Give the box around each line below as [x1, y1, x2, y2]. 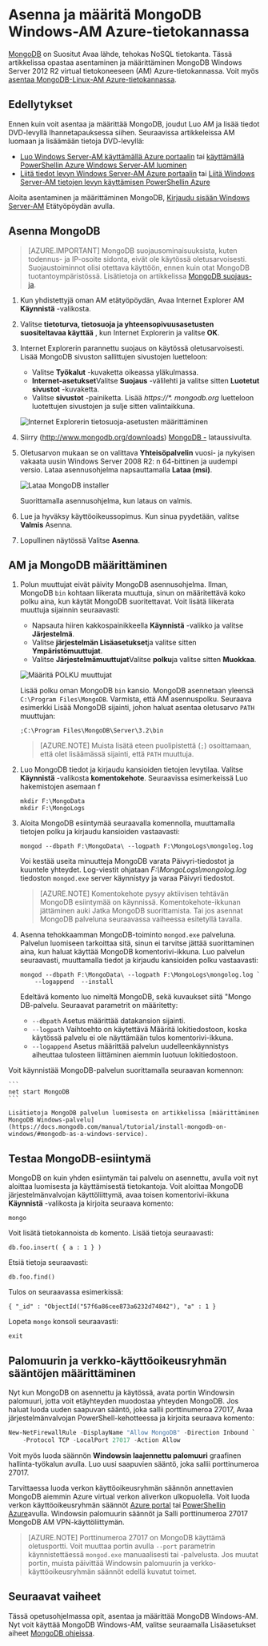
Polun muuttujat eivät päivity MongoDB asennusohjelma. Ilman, [19, 580, 228, 589]
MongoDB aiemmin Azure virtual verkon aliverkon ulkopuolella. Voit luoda [8, 1491, 250, 1501]
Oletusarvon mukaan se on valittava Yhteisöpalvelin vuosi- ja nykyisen [19, 448, 255, 457]
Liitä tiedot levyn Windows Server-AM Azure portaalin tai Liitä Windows [19, 168, 255, 178]
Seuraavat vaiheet [8, 1590, 102, 1604]
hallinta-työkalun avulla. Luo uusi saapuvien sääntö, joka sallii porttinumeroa [8, 1459, 260, 1468]
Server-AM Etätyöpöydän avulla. [8, 201, 115, 211]
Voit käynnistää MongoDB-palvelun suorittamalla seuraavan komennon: [8, 1066, 244, 1075]
